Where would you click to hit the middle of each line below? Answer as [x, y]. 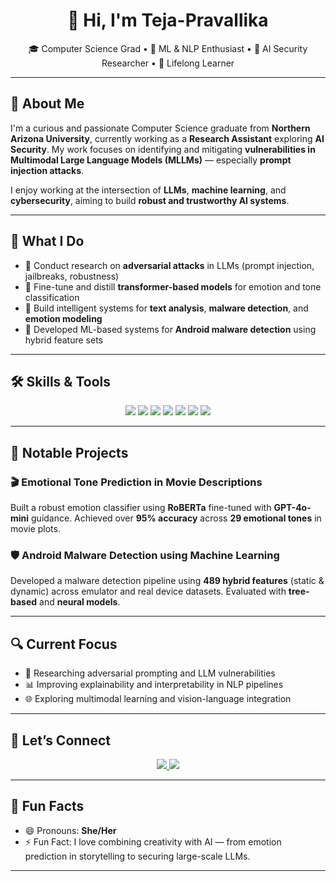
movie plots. [35, 529]
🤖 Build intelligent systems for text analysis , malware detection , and [166, 308]
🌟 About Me [47, 104]
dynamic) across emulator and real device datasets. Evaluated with [148, 591]
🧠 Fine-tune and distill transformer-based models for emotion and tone [173, 286]
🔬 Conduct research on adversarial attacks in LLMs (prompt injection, [169, 265]
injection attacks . [47, 170]
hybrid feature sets [63, 340]
